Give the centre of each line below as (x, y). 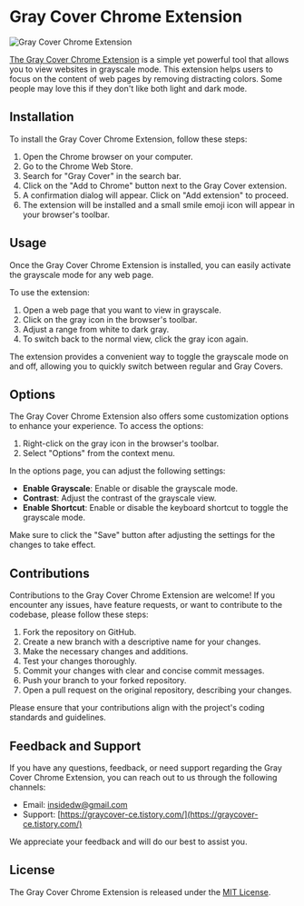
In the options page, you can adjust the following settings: (118, 471)
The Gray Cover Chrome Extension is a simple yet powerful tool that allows (149, 59)
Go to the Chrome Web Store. (78, 166)
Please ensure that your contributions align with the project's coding (137, 708)
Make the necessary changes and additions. (105, 652)
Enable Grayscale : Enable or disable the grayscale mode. (130, 489)
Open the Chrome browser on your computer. (108, 156)
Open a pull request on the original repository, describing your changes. (157, 690)
